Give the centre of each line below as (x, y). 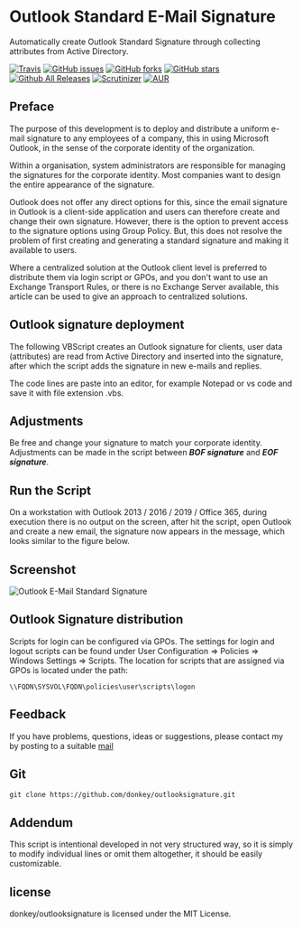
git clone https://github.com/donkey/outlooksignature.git (123, 795)
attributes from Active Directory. (69, 51)
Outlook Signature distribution (96, 619)
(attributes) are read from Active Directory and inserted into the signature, (146, 356)
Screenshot (43, 570)
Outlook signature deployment (97, 325)
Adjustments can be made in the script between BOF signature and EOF (144, 453)
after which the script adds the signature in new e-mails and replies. (136, 366)
